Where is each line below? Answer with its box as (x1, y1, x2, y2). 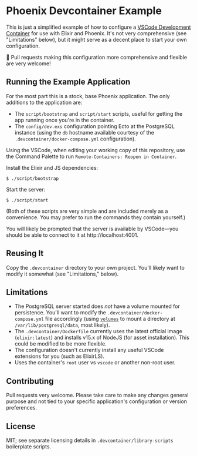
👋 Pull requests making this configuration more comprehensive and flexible (6, 53, 188, 61)
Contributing (6, 376, 54, 386)
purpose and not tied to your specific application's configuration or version (6, 398, 188, 405)
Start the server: (6, 186, 46, 193)
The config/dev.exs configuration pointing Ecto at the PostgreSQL (14, 122, 175, 130)
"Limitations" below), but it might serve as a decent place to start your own (6, 36, 187, 43)
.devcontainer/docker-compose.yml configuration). (14, 135, 136, 142)
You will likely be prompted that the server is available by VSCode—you (6, 225, 179, 232)
